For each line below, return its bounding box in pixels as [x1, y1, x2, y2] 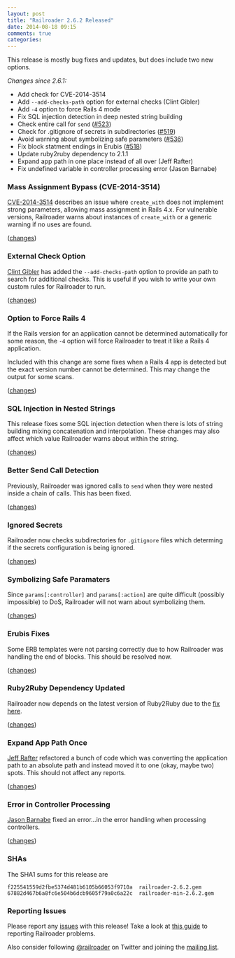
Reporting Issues [7, 905, 66, 915]
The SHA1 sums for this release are [7, 870, 108, 878]
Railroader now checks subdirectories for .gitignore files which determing [7, 535, 223, 544]
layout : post [7, 10, 45, 18]
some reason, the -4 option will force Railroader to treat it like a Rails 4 [7, 337, 210, 345]
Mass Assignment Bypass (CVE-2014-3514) [7, 182, 161, 192]
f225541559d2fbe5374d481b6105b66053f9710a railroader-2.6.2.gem [7, 884, 201, 891]
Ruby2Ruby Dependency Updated [7, 683, 125, 693]
